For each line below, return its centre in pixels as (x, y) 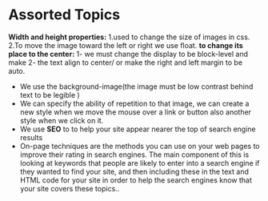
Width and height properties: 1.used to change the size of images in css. (129, 37)
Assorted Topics (64, 15)
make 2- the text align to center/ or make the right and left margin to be (125, 62)
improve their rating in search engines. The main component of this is (134, 155)
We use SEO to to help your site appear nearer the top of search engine (138, 129)
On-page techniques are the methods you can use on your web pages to (140, 146)
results (31, 137)
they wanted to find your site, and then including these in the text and (134, 171)
